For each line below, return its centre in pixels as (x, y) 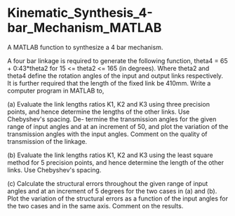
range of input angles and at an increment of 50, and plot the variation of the (118, 126)
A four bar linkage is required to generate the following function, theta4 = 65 (117, 60)
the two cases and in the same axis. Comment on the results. (95, 205)
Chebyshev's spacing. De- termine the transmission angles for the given (112, 119)
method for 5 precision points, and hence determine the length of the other (116, 162)
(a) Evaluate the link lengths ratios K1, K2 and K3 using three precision (109, 104)
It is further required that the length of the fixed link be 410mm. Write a (109, 83)
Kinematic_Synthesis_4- (80, 13)
